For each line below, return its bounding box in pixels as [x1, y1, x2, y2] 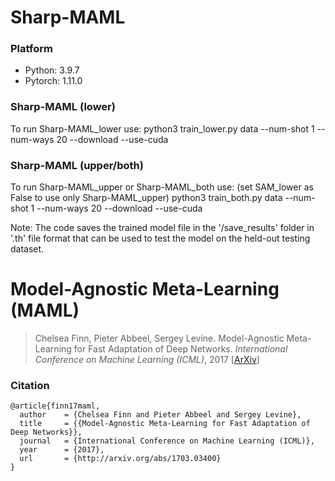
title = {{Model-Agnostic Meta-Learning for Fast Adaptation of [19, 419, 311, 429]
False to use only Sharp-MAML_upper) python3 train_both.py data [10, 192, 283, 204]
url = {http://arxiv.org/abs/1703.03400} [19, 454, 222, 464]
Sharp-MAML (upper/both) [10, 158, 144, 172]
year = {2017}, [19, 445, 105, 455]
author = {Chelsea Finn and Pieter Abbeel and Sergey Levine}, [19, 410, 302, 420]
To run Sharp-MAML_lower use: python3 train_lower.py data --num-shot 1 [10, 122, 315, 135]
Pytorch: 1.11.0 [24, 75, 83, 87]
